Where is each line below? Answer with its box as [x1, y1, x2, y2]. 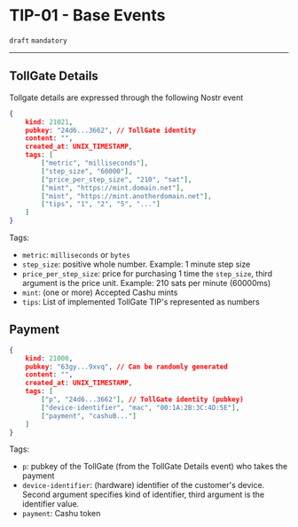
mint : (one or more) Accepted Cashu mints [21, 287, 178, 298]
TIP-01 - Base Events [9, 5, 166, 26]
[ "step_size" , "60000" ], [41, 167, 133, 175]
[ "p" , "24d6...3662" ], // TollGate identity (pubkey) [41, 395, 244, 404]
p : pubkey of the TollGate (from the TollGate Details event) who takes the [21, 461, 288, 472]
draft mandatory [9, 36, 68, 45]
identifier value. [21, 499, 80, 509]
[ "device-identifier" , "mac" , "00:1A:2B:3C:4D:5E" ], [41, 403, 240, 412]
